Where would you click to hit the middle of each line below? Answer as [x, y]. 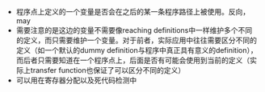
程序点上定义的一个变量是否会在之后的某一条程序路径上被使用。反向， [133, 12]
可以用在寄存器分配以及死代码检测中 [76, 80]
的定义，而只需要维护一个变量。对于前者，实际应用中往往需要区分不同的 [136, 40]
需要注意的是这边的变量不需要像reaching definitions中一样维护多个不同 [134, 30]
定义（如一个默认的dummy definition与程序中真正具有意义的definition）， [137, 50]
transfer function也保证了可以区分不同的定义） [108, 70]
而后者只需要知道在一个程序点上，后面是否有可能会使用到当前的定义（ [133, 60]
